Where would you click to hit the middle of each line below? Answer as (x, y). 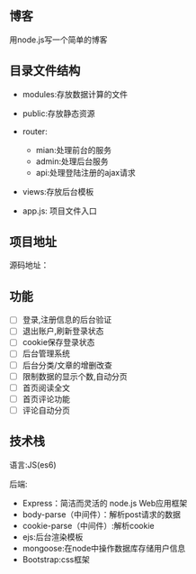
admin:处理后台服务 (72, 161)
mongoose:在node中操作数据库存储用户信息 (104, 548)
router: (35, 131)
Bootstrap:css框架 (56, 559)
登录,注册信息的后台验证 (67, 320)
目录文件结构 (45, 71)
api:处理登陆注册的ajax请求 (86, 172)
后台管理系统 (46, 353)
